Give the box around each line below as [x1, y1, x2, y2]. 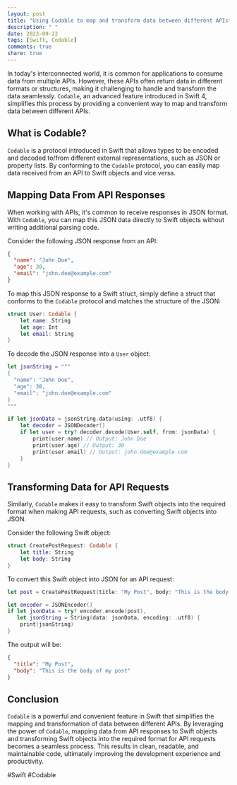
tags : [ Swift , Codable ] [7, 37, 78, 44]
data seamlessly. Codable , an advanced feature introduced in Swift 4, [7, 91, 207, 100]
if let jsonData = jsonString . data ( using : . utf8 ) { [7, 415, 162, 423]
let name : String [20, 317, 71, 324]
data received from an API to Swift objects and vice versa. [7, 168, 176, 177]
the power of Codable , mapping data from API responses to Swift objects [7, 727, 218, 735]
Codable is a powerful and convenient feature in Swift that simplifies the [7, 712, 214, 721]
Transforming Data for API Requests [7, 481, 169, 493]
